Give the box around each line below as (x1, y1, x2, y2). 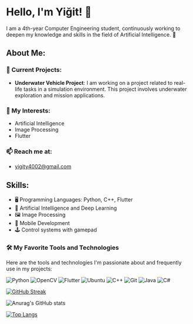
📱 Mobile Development (14, 220, 70, 227)
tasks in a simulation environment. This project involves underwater (23, 85, 187, 92)
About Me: (6, 48, 46, 58)
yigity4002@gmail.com (14, 163, 72, 170)
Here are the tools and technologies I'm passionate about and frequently (6, 259, 182, 266)
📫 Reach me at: (6, 147, 52, 156)
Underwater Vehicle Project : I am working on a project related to (14, 79, 173, 86)
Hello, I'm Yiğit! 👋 (6, 5, 92, 19)
